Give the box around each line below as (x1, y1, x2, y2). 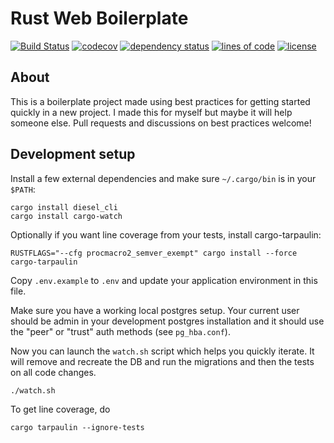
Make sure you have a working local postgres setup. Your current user (10, 304, 300, 316)
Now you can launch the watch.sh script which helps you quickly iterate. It (10, 345, 315, 357)
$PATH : (10, 183, 36, 195)
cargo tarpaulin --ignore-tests (10, 422, 145, 432)
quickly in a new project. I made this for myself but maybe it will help (10, 106, 293, 118)
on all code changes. (10, 366, 97, 378)
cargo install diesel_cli (10, 202, 118, 212)
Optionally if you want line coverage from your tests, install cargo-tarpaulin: (10, 228, 322, 241)
